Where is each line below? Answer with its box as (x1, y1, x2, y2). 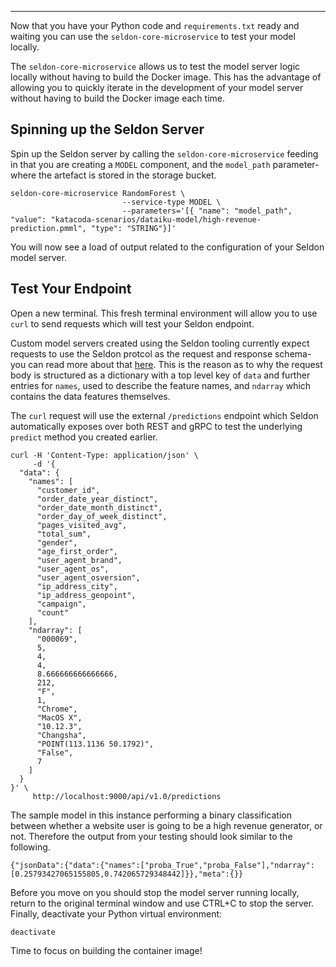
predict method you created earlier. (10, 431, 158, 443)
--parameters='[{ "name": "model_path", (121, 206, 293, 216)
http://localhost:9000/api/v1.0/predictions (32, 791, 222, 801)
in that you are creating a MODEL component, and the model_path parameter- (10, 158, 320, 170)
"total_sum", (36, 529, 92, 539)
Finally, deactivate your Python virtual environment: (10, 907, 223, 920)
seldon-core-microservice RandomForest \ (10, 188, 186, 198)
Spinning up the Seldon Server (10, 121, 205, 138)
